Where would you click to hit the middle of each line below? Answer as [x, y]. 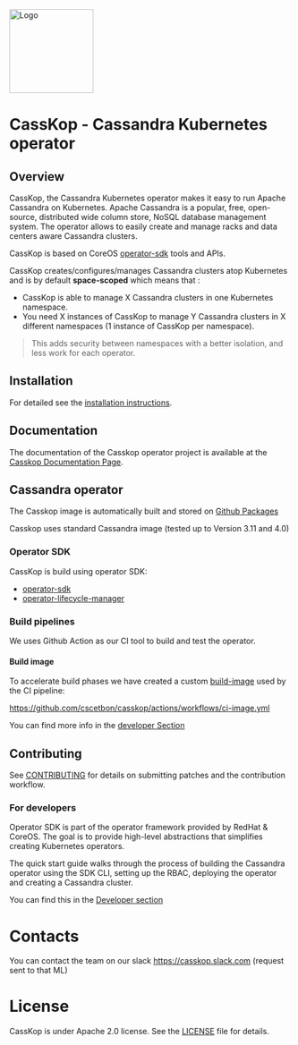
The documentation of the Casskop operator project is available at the [138, 452]
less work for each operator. [83, 353]
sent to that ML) [39, 971]
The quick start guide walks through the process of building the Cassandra [147, 863]
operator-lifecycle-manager [73, 598]
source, [23, 217]
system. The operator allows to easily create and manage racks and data [143, 226]
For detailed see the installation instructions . [91, 403]
